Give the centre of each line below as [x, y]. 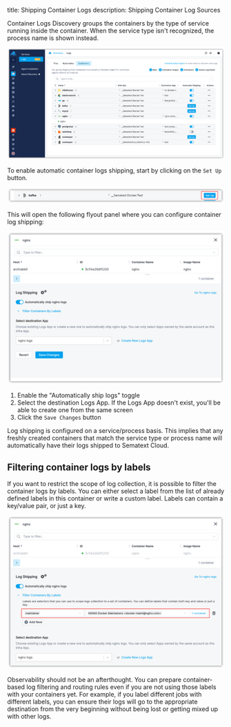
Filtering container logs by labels [79, 467]
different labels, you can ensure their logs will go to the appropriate [102, 701]
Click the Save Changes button [59, 418]
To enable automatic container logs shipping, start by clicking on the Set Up [114, 171]
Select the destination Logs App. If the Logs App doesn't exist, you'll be [119, 403]
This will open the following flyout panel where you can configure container [114, 215]
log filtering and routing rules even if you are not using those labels [121, 687]
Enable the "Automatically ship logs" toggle [78, 396]
